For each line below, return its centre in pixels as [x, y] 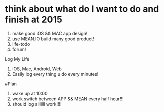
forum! [19, 49]
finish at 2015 [34, 20]
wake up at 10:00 [30, 93]
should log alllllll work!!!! [37, 104]
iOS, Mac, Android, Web [37, 69]
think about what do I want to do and [82, 9]
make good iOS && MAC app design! [50, 33]
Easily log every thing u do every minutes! [55, 74]
